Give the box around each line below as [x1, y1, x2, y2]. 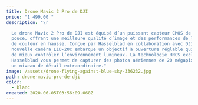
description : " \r [6, 19, 49, 25]
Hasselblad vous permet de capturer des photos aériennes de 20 [11, 57, 173, 63]
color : [6, 79, 22, 85]
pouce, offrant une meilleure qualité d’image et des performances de [11, 36, 189, 42]
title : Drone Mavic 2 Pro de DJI [6, 8, 88, 15]
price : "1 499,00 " [6, 14, 54, 20]
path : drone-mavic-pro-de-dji [6, 74, 81, 80]
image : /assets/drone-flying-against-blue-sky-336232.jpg [6, 68, 151, 74]
